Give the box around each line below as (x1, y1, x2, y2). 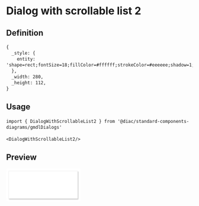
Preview (6, 153, 37, 163)
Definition (6, 28, 43, 38)
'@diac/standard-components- (117, 118, 190, 124)
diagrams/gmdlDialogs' (6, 124, 62, 130)
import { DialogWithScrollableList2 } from (6, 118, 115, 124)
